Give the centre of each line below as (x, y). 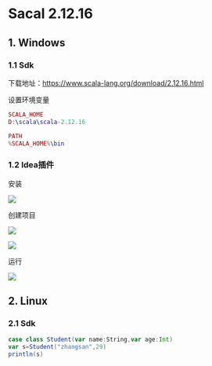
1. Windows (37, 43)
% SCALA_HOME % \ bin (36, 143)
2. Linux (28, 301)
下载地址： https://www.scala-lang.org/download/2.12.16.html (106, 82)
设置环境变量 (29, 100)
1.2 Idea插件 (31, 165)
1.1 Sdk (21, 65)
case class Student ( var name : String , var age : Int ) (91, 340)
